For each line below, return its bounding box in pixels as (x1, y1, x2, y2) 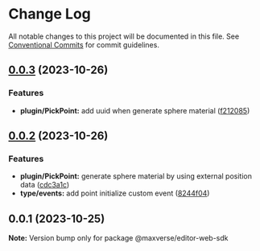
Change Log (8, 5, 91, 23)
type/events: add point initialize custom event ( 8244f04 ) (19, 188, 210, 198)
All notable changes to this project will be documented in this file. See (8, 31, 240, 41)
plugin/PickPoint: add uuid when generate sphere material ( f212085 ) (19, 105, 250, 115)
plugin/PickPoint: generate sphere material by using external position (19, 171, 252, 181)
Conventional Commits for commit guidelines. (8, 39, 159, 49)
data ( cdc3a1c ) (19, 180, 70, 190)
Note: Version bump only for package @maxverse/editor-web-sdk (8, 233, 229, 243)
